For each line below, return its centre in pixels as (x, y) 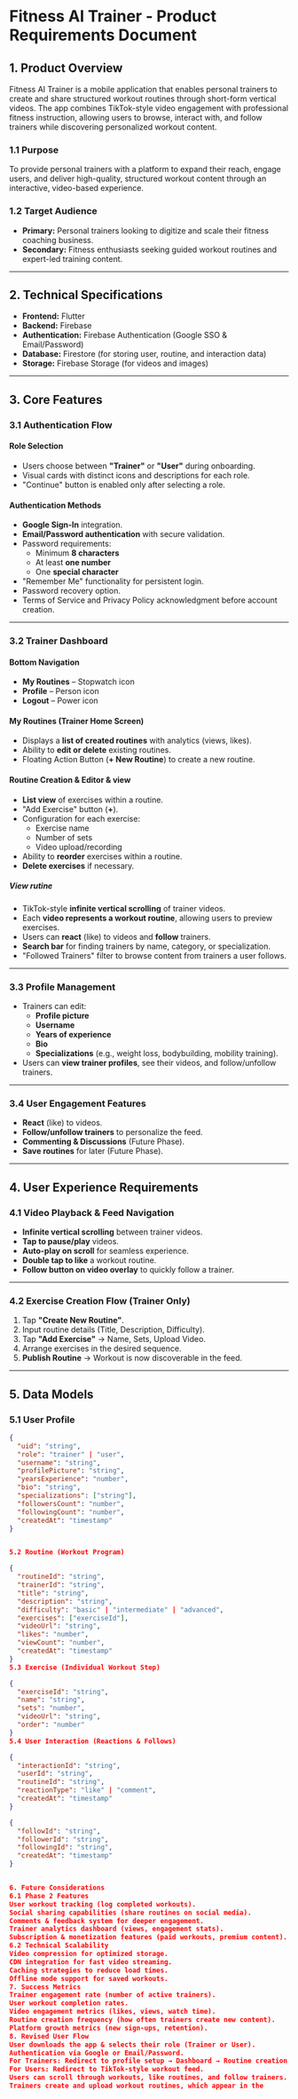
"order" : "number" (51, 1725)
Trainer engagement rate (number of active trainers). (113, 1995)
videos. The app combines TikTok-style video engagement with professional (149, 108)
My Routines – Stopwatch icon (78, 682)
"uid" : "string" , (49, 1446)
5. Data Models (51, 1394)
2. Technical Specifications (86, 295)
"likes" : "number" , (53, 1635)
